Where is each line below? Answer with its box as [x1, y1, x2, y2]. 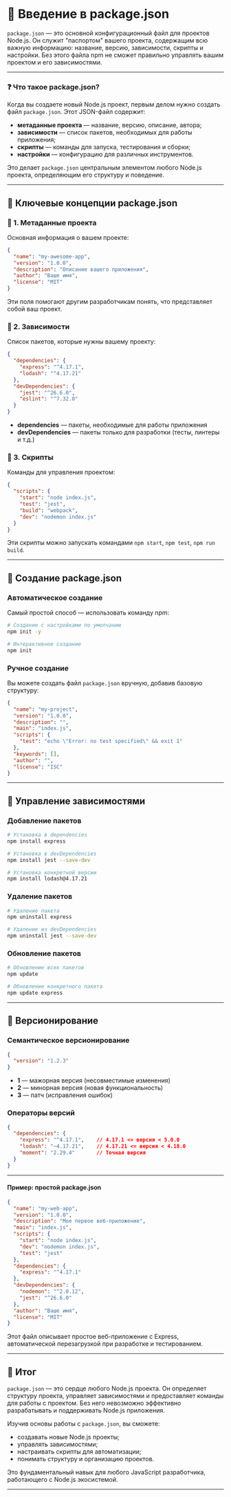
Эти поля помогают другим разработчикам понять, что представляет [7, 298, 213, 306]
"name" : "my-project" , [13, 706, 78, 713]
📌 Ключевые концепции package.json [7, 197, 178, 209]
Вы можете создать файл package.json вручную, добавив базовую [7, 678, 203, 687]
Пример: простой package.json [7, 1184, 102, 1192]
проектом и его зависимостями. [7, 58, 102, 66]
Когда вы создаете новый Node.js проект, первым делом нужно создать [7, 100, 221, 109]
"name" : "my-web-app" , [13, 1205, 78, 1212]
